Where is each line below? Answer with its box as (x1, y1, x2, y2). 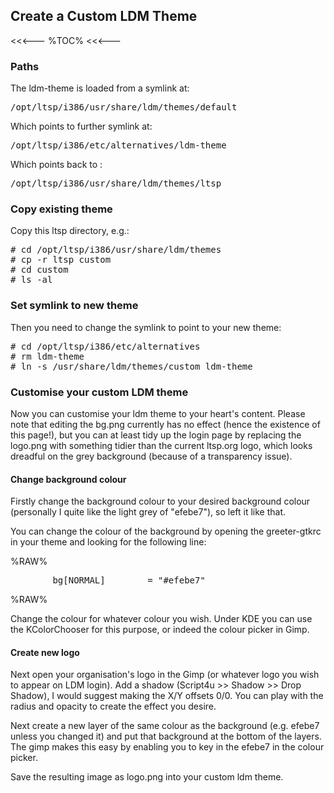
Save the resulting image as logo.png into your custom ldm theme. (10, 771, 284, 783)
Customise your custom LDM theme (10, 385, 189, 399)
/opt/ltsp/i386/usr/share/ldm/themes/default (10, 102, 238, 113)
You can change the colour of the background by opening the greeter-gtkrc (10, 525, 322, 538)
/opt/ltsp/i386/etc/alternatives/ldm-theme (10, 140, 227, 151)
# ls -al (10, 274, 53, 286)
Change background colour (10, 473, 127, 485)
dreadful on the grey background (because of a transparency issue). (10, 450, 293, 462)
